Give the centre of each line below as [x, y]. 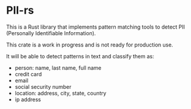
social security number [43, 86]
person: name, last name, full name [58, 68]
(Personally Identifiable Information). [51, 33]
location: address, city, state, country [60, 93]
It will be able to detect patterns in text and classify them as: [80, 56]
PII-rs [20, 10]
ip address [28, 99]
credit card [28, 74]
